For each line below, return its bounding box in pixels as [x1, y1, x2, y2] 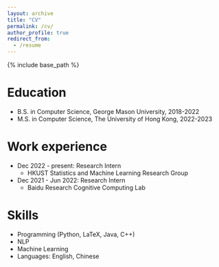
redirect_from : [7, 36, 51, 43]
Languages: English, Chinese [16, 252, 100, 260]
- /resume [13, 42, 41, 49]
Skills [7, 207, 39, 223]
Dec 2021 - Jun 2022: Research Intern [16, 176, 126, 184]
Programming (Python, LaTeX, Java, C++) [16, 230, 135, 238]
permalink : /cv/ [7, 23, 54, 30]
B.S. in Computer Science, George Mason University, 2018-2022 [16, 107, 200, 115]
